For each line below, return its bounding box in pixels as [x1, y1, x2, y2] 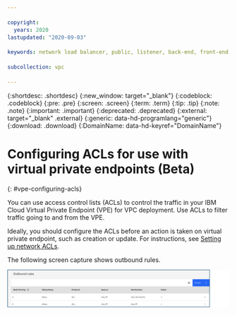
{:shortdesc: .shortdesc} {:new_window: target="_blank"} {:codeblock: [7, 91, 213, 100]
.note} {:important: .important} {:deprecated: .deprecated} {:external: [7, 106, 207, 114]
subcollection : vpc [7, 64, 65, 71]
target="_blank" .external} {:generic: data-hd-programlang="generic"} [7, 114, 212, 122]
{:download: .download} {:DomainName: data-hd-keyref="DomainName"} [7, 121, 222, 130]
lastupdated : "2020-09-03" [7, 34, 87, 41]
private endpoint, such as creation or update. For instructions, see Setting [7, 234, 221, 243]
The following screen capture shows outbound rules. [7, 255, 161, 264]
